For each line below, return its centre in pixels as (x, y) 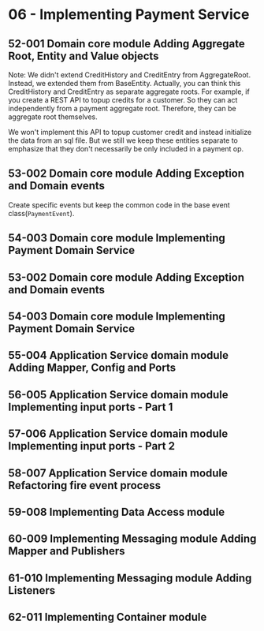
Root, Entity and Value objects (84, 56)
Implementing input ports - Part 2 (92, 446)
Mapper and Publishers (67, 551)
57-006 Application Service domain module (118, 434)
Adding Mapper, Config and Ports (92, 368)
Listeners (32, 590)
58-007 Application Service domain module (118, 473)
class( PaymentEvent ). (41, 213)
